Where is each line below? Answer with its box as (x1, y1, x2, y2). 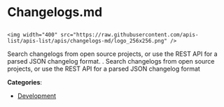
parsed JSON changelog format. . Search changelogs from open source (7, 57, 215, 66)
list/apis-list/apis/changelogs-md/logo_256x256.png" (7, 38, 168, 45)
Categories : (7, 78, 43, 87)
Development (17, 92, 57, 100)
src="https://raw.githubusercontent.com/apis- (60, 31, 199, 38)
